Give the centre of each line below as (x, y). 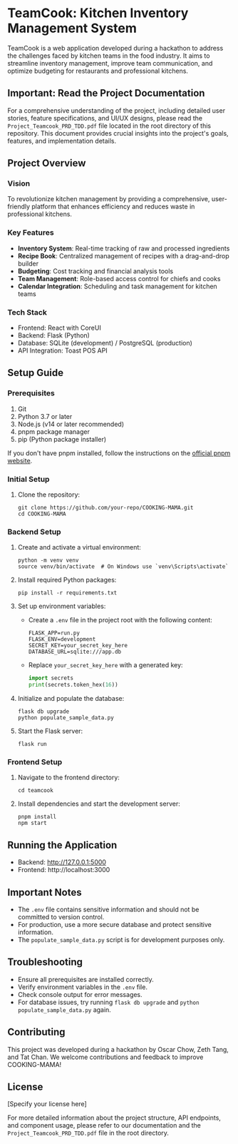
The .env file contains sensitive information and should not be (108, 909)
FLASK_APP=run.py (54, 633)
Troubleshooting (45, 962)
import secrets (51, 678)
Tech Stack (27, 312)
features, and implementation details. (62, 141)
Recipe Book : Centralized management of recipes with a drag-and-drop (123, 255)
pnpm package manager (54, 431)
